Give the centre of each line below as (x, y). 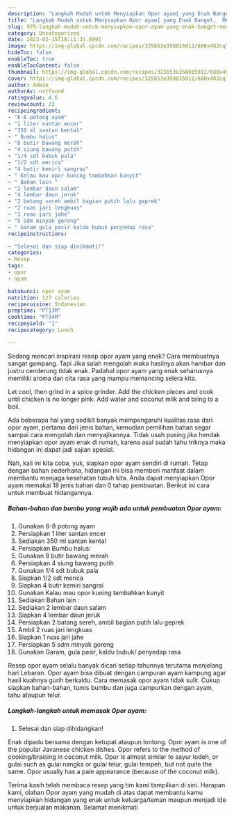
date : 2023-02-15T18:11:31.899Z (55, 40)
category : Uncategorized (44, 33)
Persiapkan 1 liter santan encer (62, 533)
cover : (17, 78)
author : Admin (28, 85)
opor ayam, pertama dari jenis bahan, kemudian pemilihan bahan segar (109, 427)
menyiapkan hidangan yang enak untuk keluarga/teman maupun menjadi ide (117, 800)
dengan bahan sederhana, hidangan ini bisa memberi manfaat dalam (106, 470)
